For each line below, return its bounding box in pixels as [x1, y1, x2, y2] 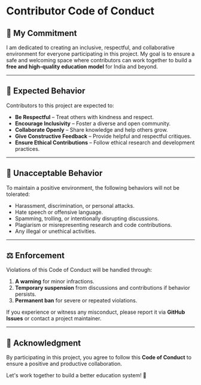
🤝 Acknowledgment [6, 338, 81, 348]
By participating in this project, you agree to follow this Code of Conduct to [6, 354, 192, 361]
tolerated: [6, 190, 30, 198]
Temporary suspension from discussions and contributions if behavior [14, 284, 190, 292]
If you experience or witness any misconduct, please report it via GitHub [6, 308, 185, 316]
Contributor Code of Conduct [6, 4, 154, 18]
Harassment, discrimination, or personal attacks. [14, 202, 135, 209]
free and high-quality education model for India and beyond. [6, 63, 159, 70]
